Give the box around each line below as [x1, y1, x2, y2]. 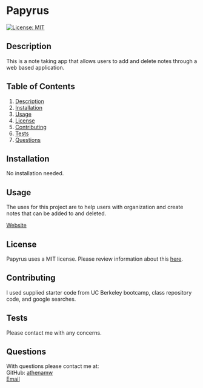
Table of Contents [6, 81, 76, 92]
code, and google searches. [6, 295, 76, 303]
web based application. [6, 64, 65, 71]
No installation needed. [6, 170, 64, 177]
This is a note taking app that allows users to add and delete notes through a [6, 57, 198, 64]
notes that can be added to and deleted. [6, 210, 107, 217]
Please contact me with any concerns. [6, 329, 102, 336]
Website [6, 222, 27, 229]
